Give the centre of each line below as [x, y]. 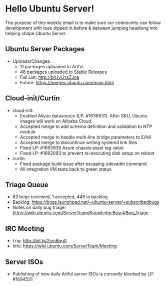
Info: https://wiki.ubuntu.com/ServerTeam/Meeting [64, 246]
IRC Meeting [25, 229]
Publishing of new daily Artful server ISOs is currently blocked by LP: [83, 274]
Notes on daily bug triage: [39, 207]
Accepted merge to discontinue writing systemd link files [78, 142]
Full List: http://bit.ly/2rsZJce [49, 77]
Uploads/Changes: [32, 61]
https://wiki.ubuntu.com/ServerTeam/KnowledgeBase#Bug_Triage [80, 213]
